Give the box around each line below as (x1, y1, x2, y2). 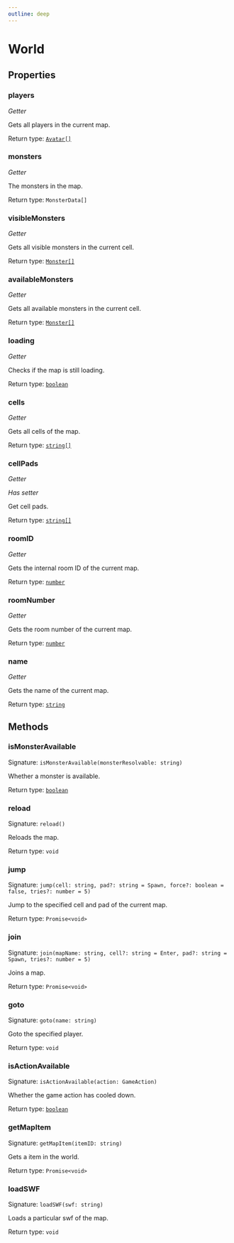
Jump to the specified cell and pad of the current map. (8, 901, 168, 909)
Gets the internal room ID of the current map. (8, 564, 140, 572)
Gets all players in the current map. (8, 120, 111, 128)
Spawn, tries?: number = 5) (8, 955, 91, 963)
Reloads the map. (8, 833, 60, 842)
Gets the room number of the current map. (8, 625, 133, 633)
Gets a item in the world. (8, 1152, 80, 1161)
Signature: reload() (8, 819, 66, 828)
